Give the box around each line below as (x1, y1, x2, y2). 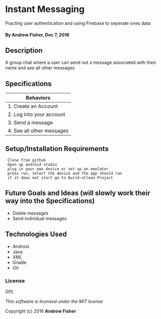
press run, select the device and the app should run (7, 171, 122, 176)
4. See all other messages (8, 127, 69, 134)
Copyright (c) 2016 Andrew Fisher (5, 308, 76, 314)
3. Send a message (8, 119, 53, 126)
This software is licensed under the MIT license (5, 298, 103, 304)
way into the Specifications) (5, 197, 95, 205)
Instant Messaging (5, 4, 85, 15)
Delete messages (12, 210, 49, 216)
